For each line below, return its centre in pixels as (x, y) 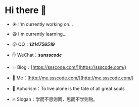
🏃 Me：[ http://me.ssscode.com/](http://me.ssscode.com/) (73, 78)
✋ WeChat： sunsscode (37, 55)
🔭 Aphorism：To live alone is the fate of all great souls (68, 88)
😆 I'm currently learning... (39, 34)
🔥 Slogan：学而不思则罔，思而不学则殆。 (55, 99)
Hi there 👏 (26, 10)
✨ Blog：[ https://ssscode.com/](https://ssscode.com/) (69, 67)
